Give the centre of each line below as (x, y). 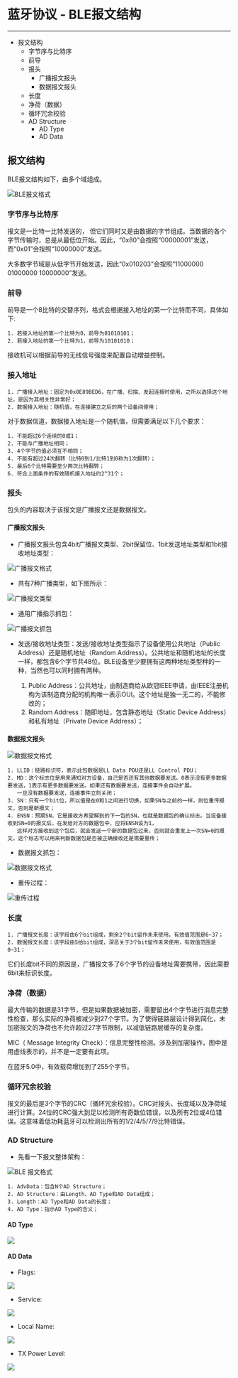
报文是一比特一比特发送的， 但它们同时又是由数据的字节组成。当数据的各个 (117, 231)
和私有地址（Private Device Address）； (86, 721)
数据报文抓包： (39, 853)
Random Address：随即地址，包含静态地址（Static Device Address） (129, 712)
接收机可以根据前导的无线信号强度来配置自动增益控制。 (88, 355)
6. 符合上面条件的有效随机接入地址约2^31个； (66, 473)
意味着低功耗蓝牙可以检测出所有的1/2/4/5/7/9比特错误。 (107, 1121)
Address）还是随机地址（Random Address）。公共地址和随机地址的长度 (121, 653)
